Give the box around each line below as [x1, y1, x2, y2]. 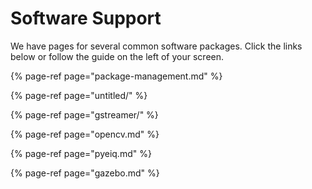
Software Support [10, 7, 162, 30]
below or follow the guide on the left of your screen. [10, 50, 225, 62]
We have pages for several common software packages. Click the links [10, 40, 303, 52]
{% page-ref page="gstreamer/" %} [10, 108, 159, 121]
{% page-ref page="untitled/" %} [10, 89, 148, 101]
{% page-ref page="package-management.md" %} [10, 70, 223, 82]
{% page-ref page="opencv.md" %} [10, 128, 160, 140]
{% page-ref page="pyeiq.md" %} [10, 147, 152, 159]
